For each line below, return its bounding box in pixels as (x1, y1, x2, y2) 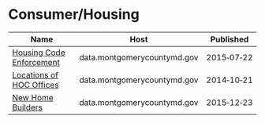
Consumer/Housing (8, 5, 140, 24)
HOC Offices (12, 79, 59, 90)
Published (210, 34, 249, 45)
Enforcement (12, 56, 61, 67)
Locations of (12, 69, 59, 80)
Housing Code (12, 47, 65, 58)
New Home (12, 92, 54, 103)
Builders (12, 102, 43, 113)
